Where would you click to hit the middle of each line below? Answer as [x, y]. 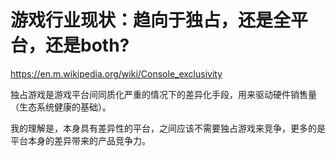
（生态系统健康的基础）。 [61, 107]
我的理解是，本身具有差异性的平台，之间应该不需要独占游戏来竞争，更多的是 [168, 128]
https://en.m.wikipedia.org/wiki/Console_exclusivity [116, 73]
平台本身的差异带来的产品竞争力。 [80, 140]
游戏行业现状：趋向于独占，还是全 [151, 20]
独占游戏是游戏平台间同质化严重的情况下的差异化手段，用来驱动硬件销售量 [163, 94]
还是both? [87, 45]
